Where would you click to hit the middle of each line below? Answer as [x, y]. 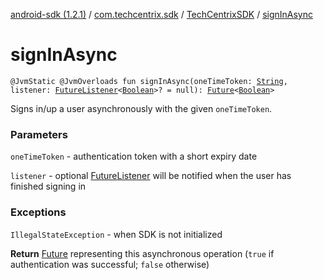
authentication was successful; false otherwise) [110, 264]
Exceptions [38, 212]
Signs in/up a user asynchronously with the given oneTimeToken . [141, 108]
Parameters [39, 134]
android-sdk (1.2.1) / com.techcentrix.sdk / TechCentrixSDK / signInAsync [162, 14]
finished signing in [48, 186]
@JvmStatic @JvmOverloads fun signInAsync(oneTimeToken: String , [149, 81]
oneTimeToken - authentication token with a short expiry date [134, 156]
